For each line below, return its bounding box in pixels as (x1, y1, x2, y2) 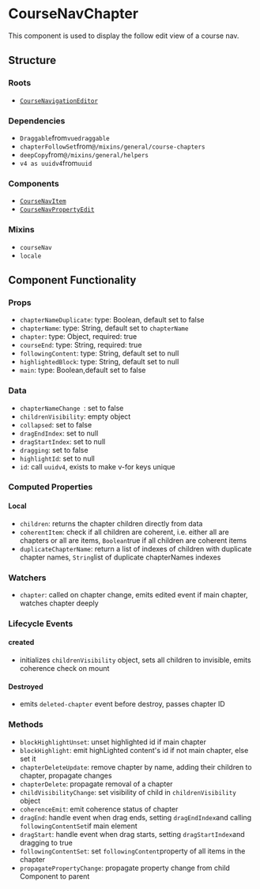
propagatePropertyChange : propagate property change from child (19, 863, 231, 872)
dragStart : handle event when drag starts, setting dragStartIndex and (19, 829, 245, 838)
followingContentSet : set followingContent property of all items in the (19, 846, 246, 856)
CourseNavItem (19, 198, 66, 205)
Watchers (8, 572, 47, 583)
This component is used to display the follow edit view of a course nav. (8, 31, 239, 40)
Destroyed (8, 681, 43, 691)
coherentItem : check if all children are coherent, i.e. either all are (19, 527, 229, 537)
